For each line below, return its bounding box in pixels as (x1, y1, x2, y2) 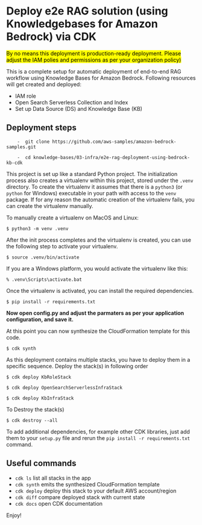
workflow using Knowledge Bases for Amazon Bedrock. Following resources (6, 74, 196, 81)
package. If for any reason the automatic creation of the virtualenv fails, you (6, 196, 195, 203)
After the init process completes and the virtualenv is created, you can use (6, 236, 192, 244)
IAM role (14, 92, 36, 99)
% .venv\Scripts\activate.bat (6, 276, 83, 283)
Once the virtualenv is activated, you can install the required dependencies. (6, 287, 194, 294)
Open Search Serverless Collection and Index (14, 98, 128, 106)
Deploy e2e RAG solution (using (6, 4, 169, 18)
